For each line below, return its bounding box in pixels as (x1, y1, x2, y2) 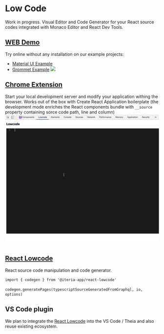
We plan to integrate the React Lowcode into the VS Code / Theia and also (5, 318, 154, 324)
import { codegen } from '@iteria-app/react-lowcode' (5, 277, 117, 282)
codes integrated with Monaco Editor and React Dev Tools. (5, 24, 123, 30)
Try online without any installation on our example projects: (5, 51, 124, 57)
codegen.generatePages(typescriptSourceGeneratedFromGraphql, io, (5, 287, 143, 292)
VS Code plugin (5, 305, 54, 314)
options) (5, 292, 23, 297)
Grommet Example (12, 66, 50, 72)
